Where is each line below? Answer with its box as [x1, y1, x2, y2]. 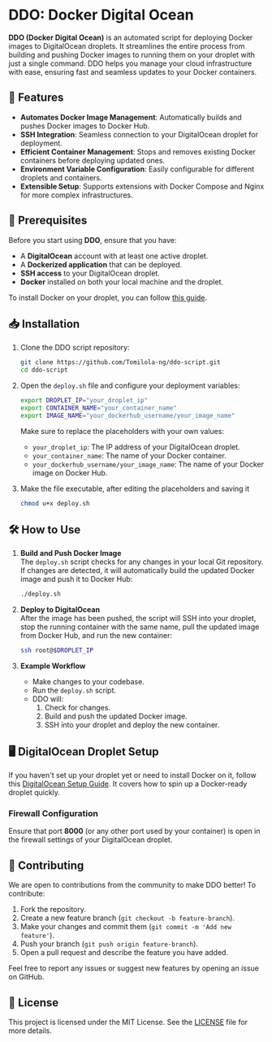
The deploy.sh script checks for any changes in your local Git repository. [19, 557, 264, 567]
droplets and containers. [19, 172, 103, 182]
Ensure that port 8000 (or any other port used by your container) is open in [8, 827, 261, 836]
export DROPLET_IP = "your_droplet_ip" [19, 397, 149, 405]
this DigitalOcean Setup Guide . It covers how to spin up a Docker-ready [8, 779, 248, 788]
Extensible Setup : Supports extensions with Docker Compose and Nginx [19, 181, 265, 191]
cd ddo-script [19, 366, 68, 375]
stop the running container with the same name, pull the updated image [19, 622, 260, 632]
